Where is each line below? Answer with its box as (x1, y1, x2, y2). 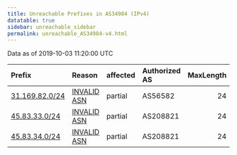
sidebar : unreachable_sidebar (7, 23, 97, 30)
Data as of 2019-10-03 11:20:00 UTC (7, 49, 114, 58)
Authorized (142, 66, 181, 76)
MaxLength (187, 70, 227, 80)
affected (106, 70, 135, 80)
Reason (71, 70, 98, 80)
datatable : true (7, 17, 55, 24)
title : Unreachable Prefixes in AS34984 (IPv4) (7, 10, 150, 18)
